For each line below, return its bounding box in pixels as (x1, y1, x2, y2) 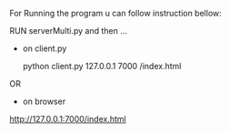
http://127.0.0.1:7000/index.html (9, 114, 126, 124)
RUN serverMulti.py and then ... (9, 26, 127, 36)
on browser (22, 96, 66, 107)
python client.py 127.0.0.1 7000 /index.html (22, 61, 182, 71)
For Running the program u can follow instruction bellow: (9, 8, 223, 18)
